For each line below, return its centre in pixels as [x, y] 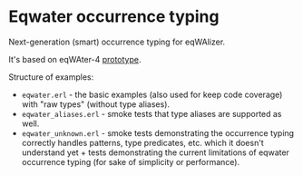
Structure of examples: [51, 77]
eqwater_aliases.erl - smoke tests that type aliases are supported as [151, 113]
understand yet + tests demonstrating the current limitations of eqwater [155, 152]
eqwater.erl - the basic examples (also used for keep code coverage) [152, 94]
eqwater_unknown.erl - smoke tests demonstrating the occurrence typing [158, 132]
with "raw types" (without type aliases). [95, 104]
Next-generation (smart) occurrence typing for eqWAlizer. [117, 42]
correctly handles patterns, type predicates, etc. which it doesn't [142, 142]
